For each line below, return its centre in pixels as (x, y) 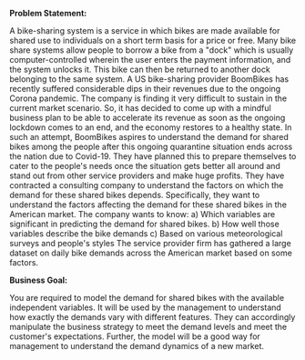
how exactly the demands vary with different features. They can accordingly (152, 317)
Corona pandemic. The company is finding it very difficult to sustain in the (148, 98)
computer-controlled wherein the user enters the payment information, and (150, 60)
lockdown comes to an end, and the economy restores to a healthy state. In (151, 127)
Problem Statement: (48, 13)
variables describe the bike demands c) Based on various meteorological (146, 234)
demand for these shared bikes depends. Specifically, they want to (135, 195)
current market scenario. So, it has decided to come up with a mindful (140, 108)
